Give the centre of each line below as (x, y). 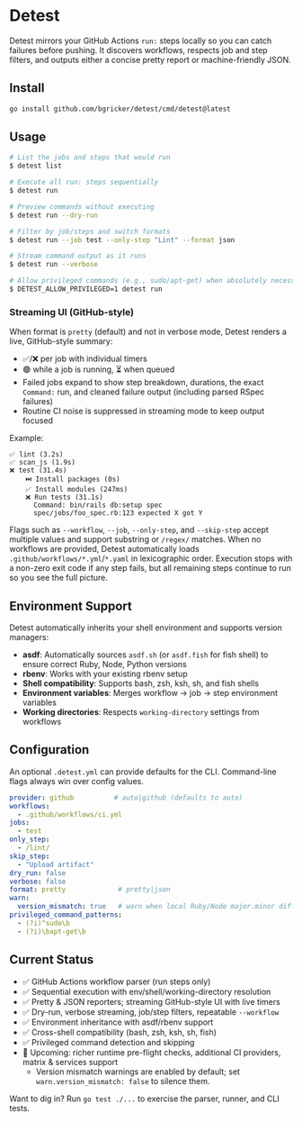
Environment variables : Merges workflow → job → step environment (150, 693)
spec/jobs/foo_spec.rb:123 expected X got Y (118, 513)
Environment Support (71, 606)
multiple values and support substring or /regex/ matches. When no (135, 539)
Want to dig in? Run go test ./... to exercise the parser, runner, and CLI (145, 1098)
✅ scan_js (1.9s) (43, 463)
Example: (27, 438)
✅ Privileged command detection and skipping (108, 1042)
